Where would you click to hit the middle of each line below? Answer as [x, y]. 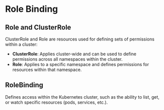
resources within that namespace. [47, 70]
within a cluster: [22, 44]
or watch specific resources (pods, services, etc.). [56, 102]
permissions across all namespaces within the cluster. [67, 59]
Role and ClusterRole [38, 27]
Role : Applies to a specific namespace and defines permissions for [81, 64]
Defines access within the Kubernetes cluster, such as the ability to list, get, [82, 97]
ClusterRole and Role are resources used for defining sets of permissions [80, 39]
